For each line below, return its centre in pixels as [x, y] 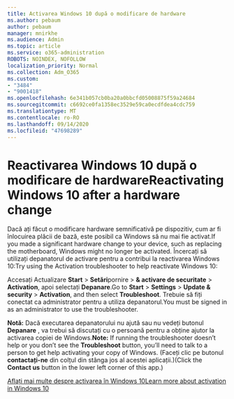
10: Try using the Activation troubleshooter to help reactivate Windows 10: [112, 266]
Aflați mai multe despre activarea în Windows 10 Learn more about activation [117, 381]
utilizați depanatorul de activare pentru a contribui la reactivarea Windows [114, 259]
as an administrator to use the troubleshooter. [73, 310]
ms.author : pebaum [34, 20]
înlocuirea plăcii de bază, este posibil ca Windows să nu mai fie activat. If [111, 237]
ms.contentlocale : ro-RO [43, 117]
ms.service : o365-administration [56, 53]
